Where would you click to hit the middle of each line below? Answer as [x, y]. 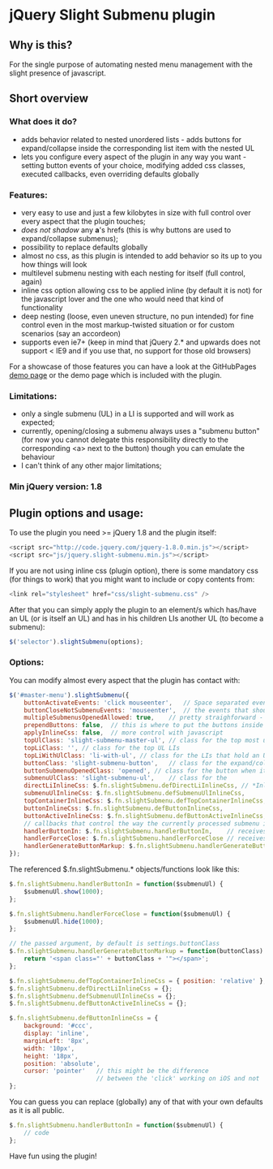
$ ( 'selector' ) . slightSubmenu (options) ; [77, 642]
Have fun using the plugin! [53, 1156]
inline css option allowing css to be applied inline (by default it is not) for [141, 290]
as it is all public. [37, 1111]
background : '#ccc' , [58, 1026]
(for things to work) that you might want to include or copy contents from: [132, 579]
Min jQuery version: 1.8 [56, 487]
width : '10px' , [49, 1048]
